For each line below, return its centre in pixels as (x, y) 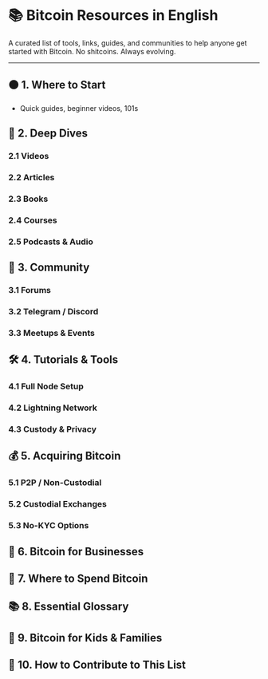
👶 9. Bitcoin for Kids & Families (85, 638)
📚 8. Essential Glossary (69, 607)
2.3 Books (28, 199)
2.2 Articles (32, 177)
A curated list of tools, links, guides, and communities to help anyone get (128, 43)
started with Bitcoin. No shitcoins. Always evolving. (92, 51)
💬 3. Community (49, 268)
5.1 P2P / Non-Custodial (55, 483)
